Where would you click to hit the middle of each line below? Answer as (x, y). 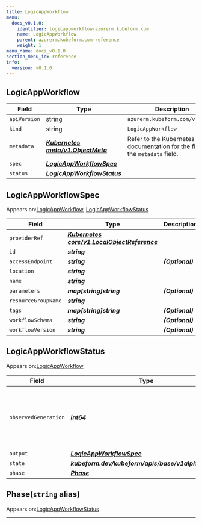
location (22, 271)
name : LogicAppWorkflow (47, 34)
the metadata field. (153, 154)
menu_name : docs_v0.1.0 (36, 51)
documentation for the (159, 146)
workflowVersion (32, 330)
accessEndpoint (31, 262)
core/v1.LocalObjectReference (113, 242)
